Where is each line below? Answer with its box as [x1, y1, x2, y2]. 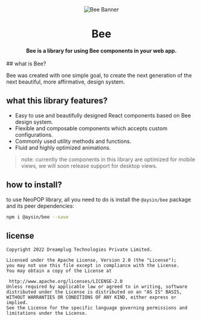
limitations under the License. [6, 310, 88, 317]
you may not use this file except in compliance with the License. [6, 263, 180, 269]
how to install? [6, 180, 62, 190]
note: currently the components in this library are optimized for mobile [21, 156, 196, 163]
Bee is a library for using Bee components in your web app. [26, 47, 177, 54]
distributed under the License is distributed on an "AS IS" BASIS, [6, 289, 182, 296]
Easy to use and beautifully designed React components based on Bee [14, 111, 191, 119]
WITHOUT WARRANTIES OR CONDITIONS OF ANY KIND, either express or [6, 294, 177, 300]
